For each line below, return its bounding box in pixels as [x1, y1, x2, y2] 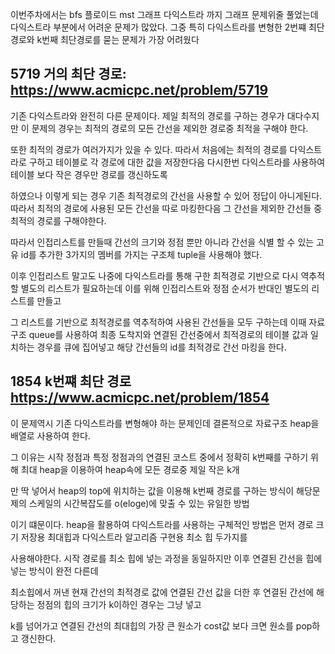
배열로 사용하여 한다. [10, 429, 91, 442]
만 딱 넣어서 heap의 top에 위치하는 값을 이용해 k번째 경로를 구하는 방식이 [10, 484, 295, 497]
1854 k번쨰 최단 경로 [10, 373, 132, 390]
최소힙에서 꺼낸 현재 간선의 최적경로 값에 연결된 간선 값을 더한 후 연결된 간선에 [10, 586, 315, 598]
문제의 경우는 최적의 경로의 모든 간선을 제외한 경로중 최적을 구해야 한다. [31, 122, 309, 134]
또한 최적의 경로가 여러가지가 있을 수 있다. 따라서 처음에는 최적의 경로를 [10, 143, 288, 155]
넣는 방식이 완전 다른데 [10, 564, 99, 577]
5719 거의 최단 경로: [10, 66, 127, 83]
